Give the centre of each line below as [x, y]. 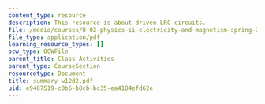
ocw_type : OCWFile [38, 52]
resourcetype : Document [47, 74]
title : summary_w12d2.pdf [50, 81]
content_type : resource [47, 15]
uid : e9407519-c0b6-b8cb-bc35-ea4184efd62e [81, 88]
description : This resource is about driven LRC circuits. [107, 23]
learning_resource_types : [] [56, 45]
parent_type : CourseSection [54, 66]
